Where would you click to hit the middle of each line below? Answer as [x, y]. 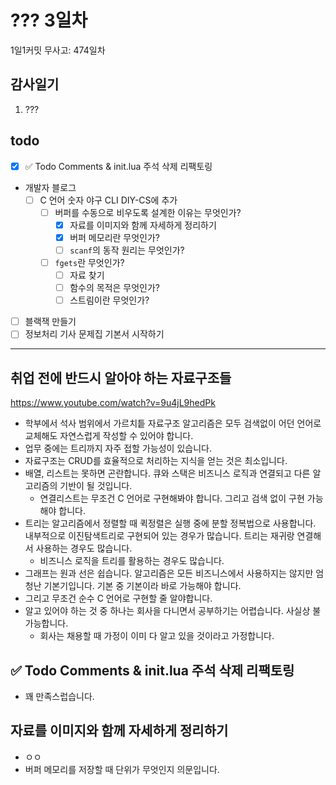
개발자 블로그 [50, 187]
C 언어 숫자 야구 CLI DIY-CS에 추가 [108, 200]
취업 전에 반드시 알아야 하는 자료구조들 [121, 377]
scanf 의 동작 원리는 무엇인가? [127, 250]
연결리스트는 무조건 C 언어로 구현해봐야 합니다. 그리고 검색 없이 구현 [172, 498]
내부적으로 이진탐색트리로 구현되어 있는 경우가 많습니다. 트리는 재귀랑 [159, 536]
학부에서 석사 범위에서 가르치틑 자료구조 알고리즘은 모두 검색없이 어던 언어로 [173, 423]
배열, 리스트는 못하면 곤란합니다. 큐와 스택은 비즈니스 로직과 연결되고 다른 [167, 473]
